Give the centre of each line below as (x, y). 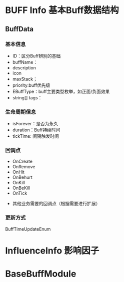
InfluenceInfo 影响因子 (52, 251)
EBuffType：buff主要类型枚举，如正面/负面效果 (61, 91)
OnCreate (22, 161)
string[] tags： (27, 97)
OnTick (20, 193)
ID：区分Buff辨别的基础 (36, 56)
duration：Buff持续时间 (36, 130)
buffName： (25, 62)
